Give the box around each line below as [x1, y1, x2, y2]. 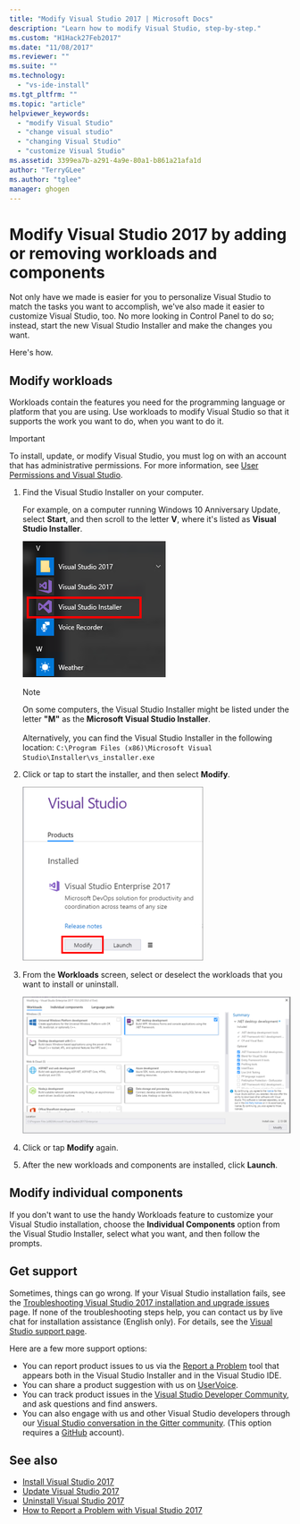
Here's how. [9, 347, 54, 358]
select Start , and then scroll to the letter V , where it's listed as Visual [21, 514, 277, 525]
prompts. [9, 1237, 43, 1248]
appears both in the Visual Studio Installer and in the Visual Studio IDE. [21, 1370, 282, 1381]
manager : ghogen [9, 184, 70, 193]
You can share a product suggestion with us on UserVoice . [21, 1379, 238, 1390]
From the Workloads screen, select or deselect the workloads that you [21, 970, 283, 980]
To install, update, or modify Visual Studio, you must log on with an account [9, 450, 287, 461]
